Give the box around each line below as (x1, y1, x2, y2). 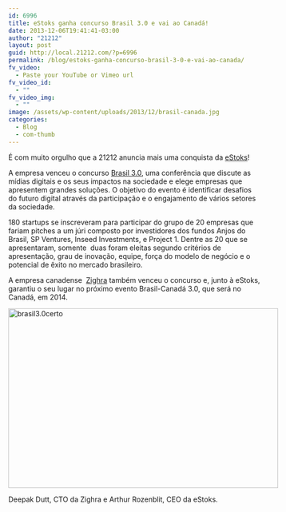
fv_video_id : (8, 78, 52, 86)
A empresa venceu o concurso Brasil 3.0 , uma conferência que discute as (8, 168, 252, 177)
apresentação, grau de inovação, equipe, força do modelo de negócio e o (8, 251, 251, 260)
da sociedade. (8, 201, 55, 212)
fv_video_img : (8, 93, 56, 101)
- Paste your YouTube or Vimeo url (15, 71, 134, 79)
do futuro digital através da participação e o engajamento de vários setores (8, 193, 256, 203)
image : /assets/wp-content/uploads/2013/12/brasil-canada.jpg (8, 109, 220, 117)
